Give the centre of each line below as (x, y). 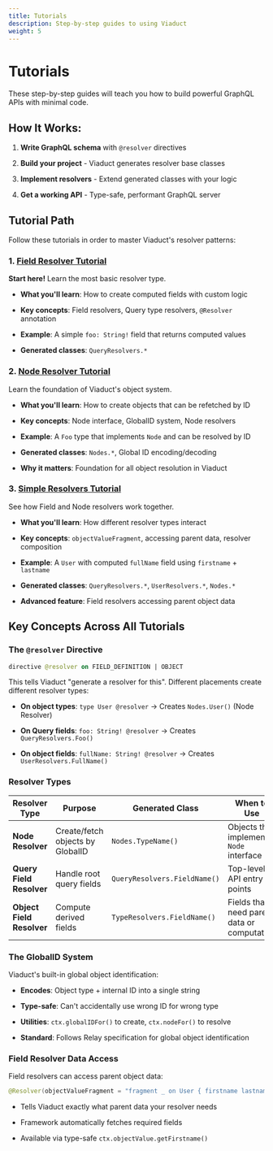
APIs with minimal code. (49, 102)
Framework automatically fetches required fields (101, 1123)
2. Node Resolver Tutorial (60, 371)
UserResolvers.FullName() (64, 762)
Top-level (246, 868)
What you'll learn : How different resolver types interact (113, 522)
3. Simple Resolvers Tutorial (65, 489)
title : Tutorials (38, 16)
